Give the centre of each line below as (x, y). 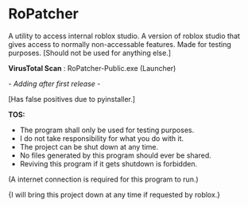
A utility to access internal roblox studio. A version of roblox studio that (124, 36)
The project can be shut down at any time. (89, 146)
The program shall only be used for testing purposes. (107, 130)
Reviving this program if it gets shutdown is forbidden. (108, 163)
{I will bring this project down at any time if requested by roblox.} (114, 194)
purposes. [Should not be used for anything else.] (90, 53)
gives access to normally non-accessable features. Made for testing (120, 44)
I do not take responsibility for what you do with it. (102, 138)
